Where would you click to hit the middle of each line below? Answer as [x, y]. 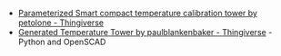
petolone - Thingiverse [61, 23]
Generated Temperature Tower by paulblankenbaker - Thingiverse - [145, 32]
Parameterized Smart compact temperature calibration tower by [137, 13]
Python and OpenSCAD [62, 42]
